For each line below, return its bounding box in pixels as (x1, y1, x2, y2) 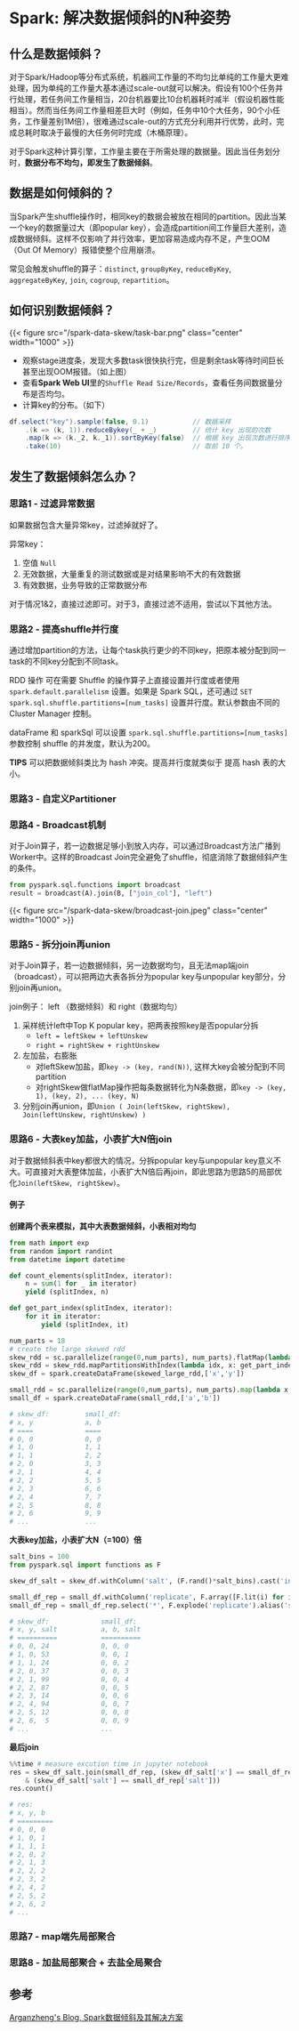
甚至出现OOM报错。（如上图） (21, 366, 132, 376)
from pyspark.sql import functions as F (9, 1560, 162, 1569)
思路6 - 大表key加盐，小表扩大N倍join (9, 1133, 173, 1146)
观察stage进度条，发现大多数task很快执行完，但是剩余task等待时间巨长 (21, 355, 285, 366)
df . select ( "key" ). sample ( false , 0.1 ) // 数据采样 (9, 417, 231, 426)
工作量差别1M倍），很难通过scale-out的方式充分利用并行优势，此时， (24, 117, 277, 126)
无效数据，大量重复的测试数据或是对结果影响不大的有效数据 (21, 568, 241, 579)
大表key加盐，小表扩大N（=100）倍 (9, 1535, 142, 1545)
